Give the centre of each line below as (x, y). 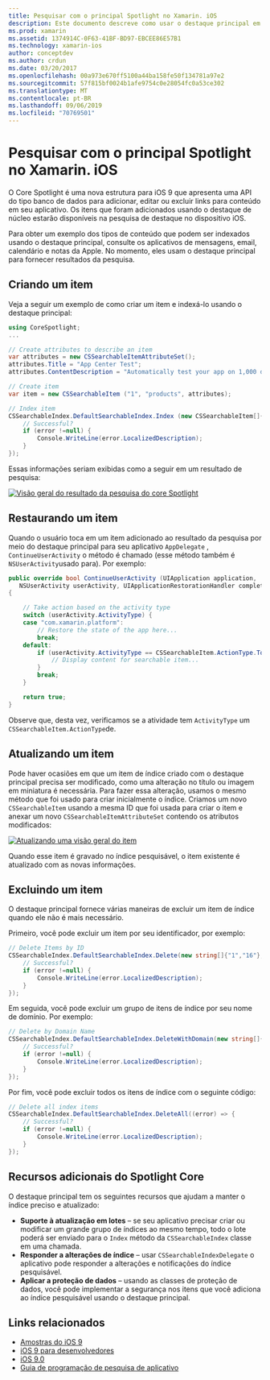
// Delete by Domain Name (51, 1032)
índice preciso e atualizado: (54, 1204)
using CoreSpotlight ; (45, 327)
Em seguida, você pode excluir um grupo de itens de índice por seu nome (131, 1009)
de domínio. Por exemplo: (51, 1017)
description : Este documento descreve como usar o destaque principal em (135, 23)
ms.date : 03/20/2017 (43, 68)
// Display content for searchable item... (125, 660)
